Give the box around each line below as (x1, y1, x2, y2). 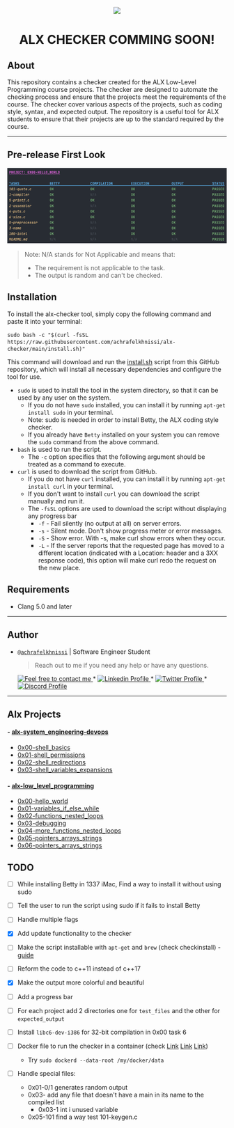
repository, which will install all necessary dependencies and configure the (7, 365, 221, 373)
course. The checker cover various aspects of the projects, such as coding (7, 100, 223, 108)
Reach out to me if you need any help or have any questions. (34, 661, 209, 669)
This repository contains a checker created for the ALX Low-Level (7, 78, 196, 86)
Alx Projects (7, 708, 61, 720)
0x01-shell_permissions (17, 751, 86, 759)
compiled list (27, 1097, 65, 1106)
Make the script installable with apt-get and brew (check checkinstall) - (17, 943, 221, 952)
